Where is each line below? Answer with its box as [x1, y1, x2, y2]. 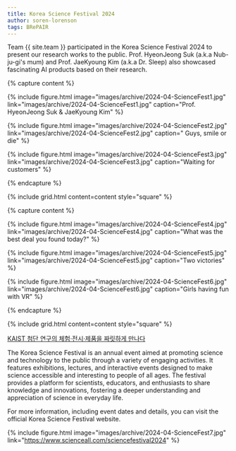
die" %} [7, 136, 30, 145]
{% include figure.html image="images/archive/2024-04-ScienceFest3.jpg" [7, 150, 228, 159]
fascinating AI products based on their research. [7, 65, 148, 74]
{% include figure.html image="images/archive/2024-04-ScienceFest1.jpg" [7, 93, 226, 101]
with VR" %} [7, 293, 44, 301]
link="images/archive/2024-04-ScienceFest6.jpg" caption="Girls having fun [7, 285, 229, 293]
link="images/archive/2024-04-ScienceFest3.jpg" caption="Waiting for [7, 158, 215, 166]
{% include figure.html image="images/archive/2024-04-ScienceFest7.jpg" [7, 428, 227, 437]
